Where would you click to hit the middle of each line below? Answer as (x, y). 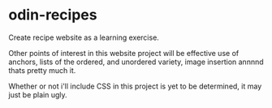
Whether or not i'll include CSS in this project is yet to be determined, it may (135, 86)
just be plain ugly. (38, 94)
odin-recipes (53, 15)
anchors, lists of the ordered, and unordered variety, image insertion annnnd (136, 62)
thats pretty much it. (42, 70)
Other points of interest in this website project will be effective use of (124, 53)
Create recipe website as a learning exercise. (84, 37)
